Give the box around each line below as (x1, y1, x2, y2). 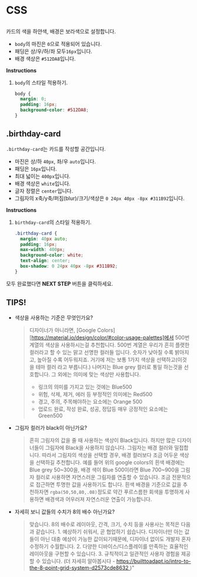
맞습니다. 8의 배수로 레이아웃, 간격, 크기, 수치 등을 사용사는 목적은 (29, 520, 180, 527)
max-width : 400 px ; (20, 247, 65, 253)
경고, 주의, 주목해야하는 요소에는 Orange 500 (38, 398, 143, 405)
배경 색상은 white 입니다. (14, 180, 71, 187)
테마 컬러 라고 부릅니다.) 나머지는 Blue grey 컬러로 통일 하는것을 (35, 363, 183, 370)
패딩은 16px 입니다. (14, 165, 57, 172)
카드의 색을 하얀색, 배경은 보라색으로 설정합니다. (6, 28, 116, 35)
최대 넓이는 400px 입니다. (14, 172, 71, 180)
